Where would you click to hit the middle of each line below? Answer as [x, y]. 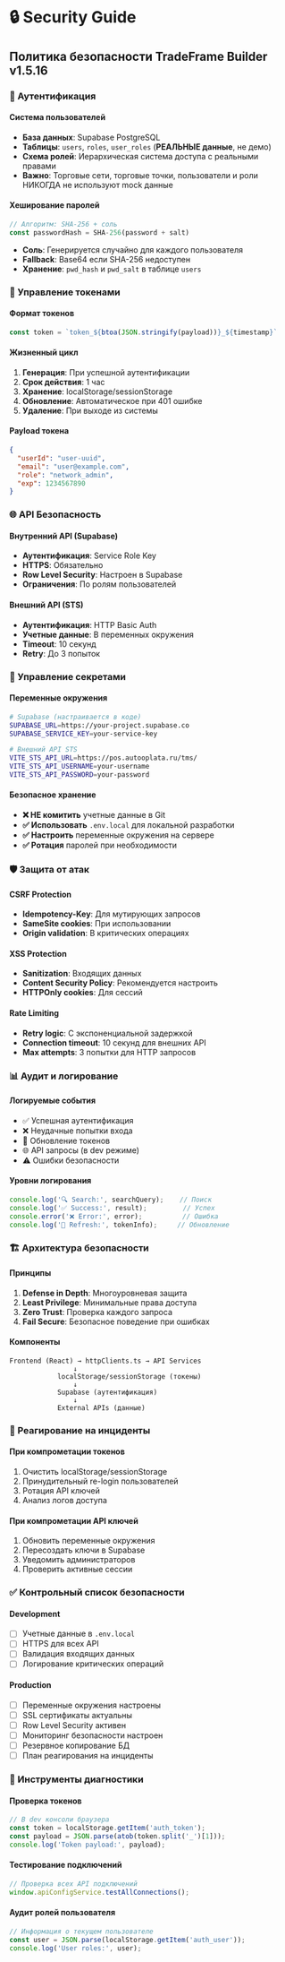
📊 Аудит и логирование [64, 1076]
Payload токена [39, 431]
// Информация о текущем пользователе [81, 1932]
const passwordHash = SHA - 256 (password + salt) [100, 232]
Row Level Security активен [74, 1725]
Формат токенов [42, 314]
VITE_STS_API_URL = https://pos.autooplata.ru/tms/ [104, 758]
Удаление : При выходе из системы [90, 410]
